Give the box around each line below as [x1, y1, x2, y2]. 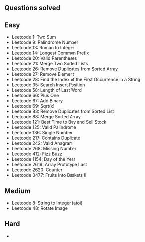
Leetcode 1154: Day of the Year [11, 156, 76, 162]
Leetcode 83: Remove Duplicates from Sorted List [11, 108, 114, 114]
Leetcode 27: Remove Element [11, 71, 74, 77]
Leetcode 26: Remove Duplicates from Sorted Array [11, 66, 118, 72]
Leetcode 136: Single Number [11, 130, 73, 136]
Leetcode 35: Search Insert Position [11, 82, 85, 88]
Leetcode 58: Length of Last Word [11, 87, 82, 93]
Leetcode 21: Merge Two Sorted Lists [11, 61, 88, 67]
